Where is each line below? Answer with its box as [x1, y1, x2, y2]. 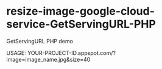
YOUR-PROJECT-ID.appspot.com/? [27, 49, 116, 56]
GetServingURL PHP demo [6, 37, 73, 45]
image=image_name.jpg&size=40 [6, 56, 91, 63]
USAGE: [6, 49, 26, 56]
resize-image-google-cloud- [6, 4, 155, 18]
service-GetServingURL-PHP [6, 17, 157, 31]
